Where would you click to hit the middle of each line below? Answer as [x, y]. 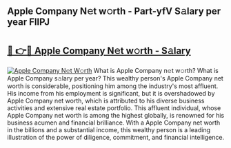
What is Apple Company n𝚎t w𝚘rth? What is [156, 71]
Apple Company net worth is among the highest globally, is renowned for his [116, 115]
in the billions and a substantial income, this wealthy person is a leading [109, 130]
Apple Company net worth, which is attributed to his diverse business [106, 101]
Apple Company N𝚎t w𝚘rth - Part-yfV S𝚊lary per [114, 11]
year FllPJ [29, 22]
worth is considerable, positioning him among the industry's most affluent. [113, 86]
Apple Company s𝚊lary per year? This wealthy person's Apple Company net [115, 78]
